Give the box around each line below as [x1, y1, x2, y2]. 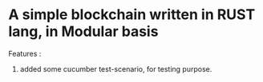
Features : [8, 49, 42, 58]
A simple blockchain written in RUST [8, 6, 256, 24]
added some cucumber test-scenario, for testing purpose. [19, 64, 212, 73]
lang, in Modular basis [8, 22, 159, 41]
